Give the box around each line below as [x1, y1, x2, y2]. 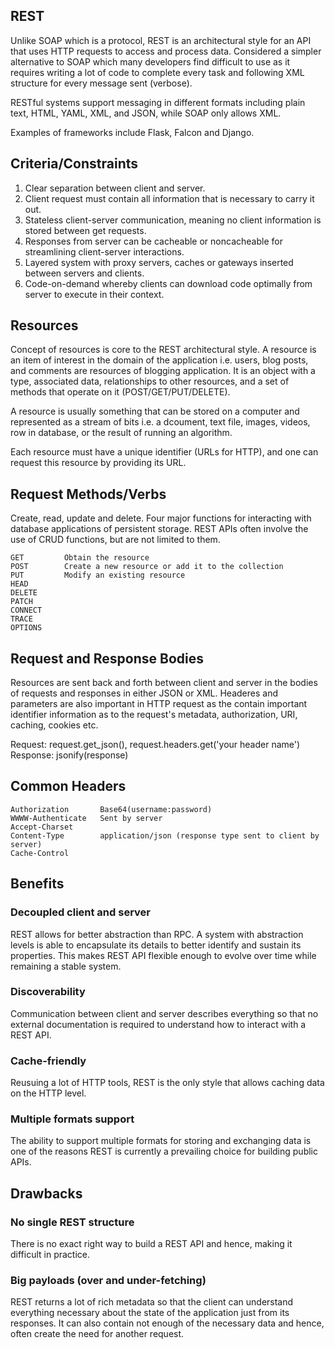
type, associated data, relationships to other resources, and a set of [10, 375, 290, 388]
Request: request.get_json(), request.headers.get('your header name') [10, 739, 301, 751]
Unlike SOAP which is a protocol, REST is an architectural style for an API [10, 34, 312, 46]
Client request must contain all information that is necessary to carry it [24, 192, 315, 204]
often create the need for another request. [10, 1328, 185, 1340]
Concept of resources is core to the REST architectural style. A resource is [10, 344, 317, 356]
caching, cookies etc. [10, 719, 99, 731]
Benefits [10, 875, 65, 893]
